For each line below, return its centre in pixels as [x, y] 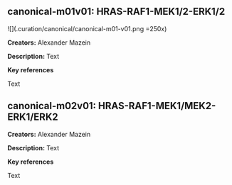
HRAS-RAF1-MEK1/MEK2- [157, 106]
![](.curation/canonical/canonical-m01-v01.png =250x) [87, 28]
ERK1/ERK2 [33, 117]
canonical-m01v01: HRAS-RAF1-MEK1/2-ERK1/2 [116, 12]
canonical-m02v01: [52, 106]
